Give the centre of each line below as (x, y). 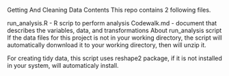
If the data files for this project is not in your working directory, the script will (114, 38)
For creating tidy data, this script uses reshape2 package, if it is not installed (114, 58)
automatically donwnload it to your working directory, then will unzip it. (107, 45)
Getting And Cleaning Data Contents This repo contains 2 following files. (109, 10)
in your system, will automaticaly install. (63, 65)
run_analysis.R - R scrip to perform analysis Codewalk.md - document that (112, 23)
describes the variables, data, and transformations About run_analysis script (114, 30)
